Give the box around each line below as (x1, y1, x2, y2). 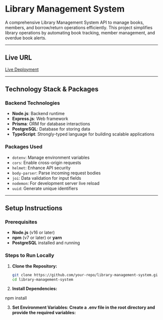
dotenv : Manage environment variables (12, 154, 90, 160)
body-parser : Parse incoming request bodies (12, 170, 101, 176)
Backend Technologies (5, 100, 60, 106)
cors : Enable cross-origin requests (12, 159, 81, 166)
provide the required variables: (12, 310, 76, 316)
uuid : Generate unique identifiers (12, 185, 78, 191)
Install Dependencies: (12, 286, 57, 292)
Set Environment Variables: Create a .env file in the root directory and (12, 304, 155, 310)
